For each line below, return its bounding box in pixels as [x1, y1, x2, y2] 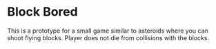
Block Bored [7, 4, 78, 20]
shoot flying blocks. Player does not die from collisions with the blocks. [7, 33, 209, 42]
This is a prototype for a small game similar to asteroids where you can [7, 27, 208, 35]
